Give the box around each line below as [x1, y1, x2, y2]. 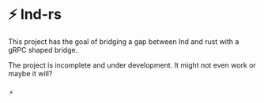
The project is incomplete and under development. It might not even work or [8, 60, 257, 70]
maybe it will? [8, 68, 53, 78]
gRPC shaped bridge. [8, 45, 78, 54]
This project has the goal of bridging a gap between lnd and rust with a [8, 36, 239, 46]
